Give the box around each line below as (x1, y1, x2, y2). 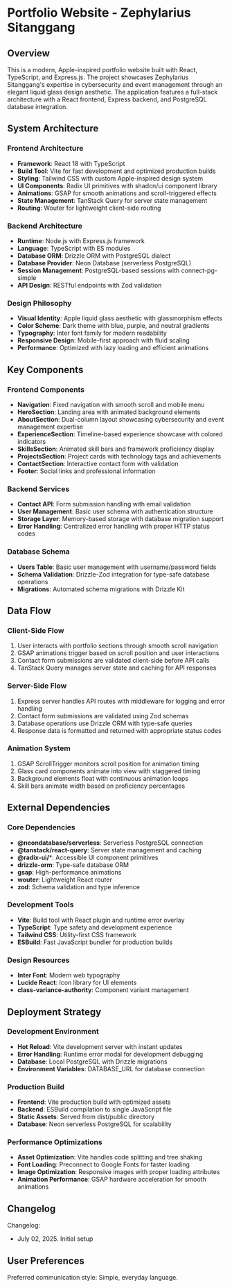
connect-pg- (181, 266, 218, 274)
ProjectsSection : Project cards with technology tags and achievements (17, 452, 222, 460)
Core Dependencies (7, 823, 76, 832)
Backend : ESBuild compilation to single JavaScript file (17, 1105, 172, 1114)
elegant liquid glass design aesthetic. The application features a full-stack (7, 88, 218, 96)
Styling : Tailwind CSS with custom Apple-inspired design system (17, 174, 204, 182)
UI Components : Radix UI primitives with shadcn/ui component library (17, 181, 217, 190)
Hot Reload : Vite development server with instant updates (17, 1042, 183, 1050)
